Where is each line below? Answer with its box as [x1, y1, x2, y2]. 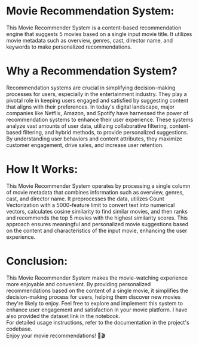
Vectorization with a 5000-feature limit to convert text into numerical [6, 201, 175, 208]
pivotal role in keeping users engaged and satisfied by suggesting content [6, 97, 189, 104]
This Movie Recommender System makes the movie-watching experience [6, 274, 188, 281]
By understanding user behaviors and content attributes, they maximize [6, 135, 182, 142]
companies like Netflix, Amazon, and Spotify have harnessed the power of [6, 109, 189, 116]
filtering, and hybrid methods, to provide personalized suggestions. [23, 128, 188, 136]
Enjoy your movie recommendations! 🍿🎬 [6, 332, 106, 339]
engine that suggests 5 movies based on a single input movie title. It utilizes [6, 30, 192, 37]
